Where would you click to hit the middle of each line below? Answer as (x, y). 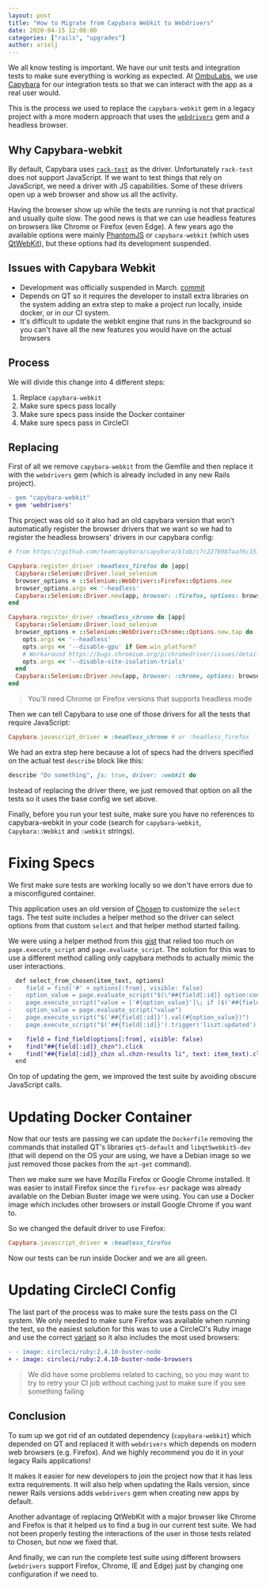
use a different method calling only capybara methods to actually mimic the (131, 958)
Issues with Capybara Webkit (82, 268)
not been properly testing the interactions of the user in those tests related (130, 1533)
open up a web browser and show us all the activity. (93, 194)
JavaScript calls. (35, 1085)
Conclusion (37, 1416)
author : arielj (33, 45)
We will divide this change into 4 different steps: (87, 382)
